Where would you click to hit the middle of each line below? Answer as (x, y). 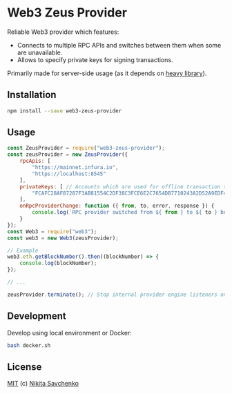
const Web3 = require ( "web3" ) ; (52, 232)
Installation (32, 95)
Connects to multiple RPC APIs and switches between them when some (119, 45)
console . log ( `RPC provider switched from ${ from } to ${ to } (125, 213)
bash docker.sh (29, 345)
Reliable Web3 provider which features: (63, 32)
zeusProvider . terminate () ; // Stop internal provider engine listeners (112, 295)
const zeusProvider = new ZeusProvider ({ (68, 155)
